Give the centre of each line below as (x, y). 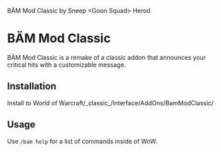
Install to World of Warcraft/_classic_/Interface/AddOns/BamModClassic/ (110, 102)
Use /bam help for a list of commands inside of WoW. (82, 141)
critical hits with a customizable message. (67, 65)
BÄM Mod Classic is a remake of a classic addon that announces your (106, 57)
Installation (32, 86)
